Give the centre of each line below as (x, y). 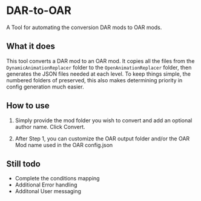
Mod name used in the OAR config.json (64, 145)
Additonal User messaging (48, 191)
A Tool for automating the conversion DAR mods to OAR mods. (84, 27)
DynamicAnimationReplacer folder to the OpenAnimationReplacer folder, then (99, 67)
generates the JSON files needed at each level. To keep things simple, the (98, 74)
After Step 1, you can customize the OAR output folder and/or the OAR (102, 138)
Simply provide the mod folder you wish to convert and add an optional (104, 120)
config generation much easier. (45, 87)
